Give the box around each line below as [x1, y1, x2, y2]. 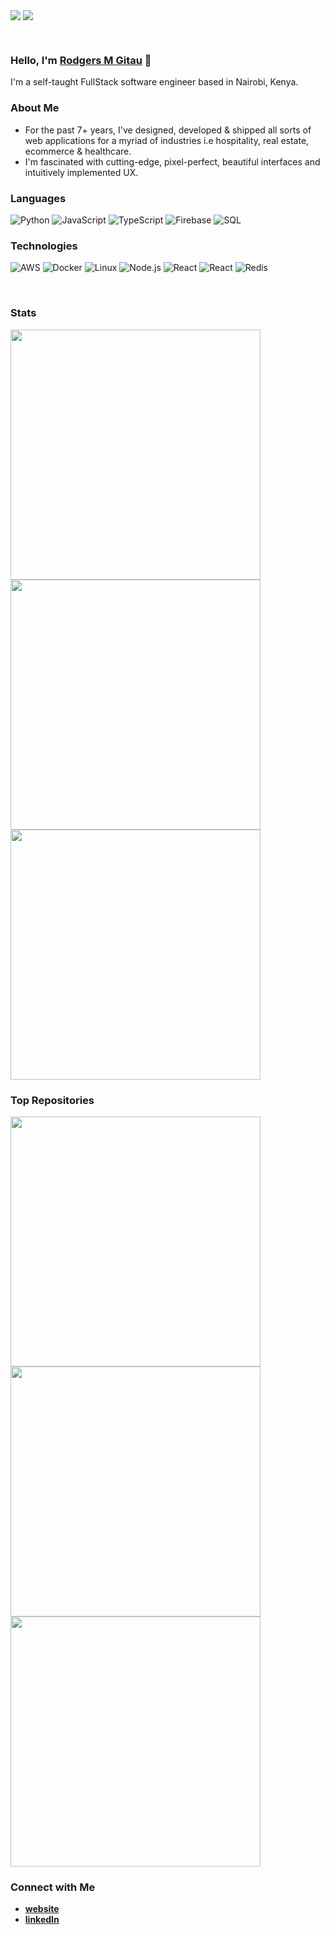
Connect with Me [10, 1880, 96, 1894]
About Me [10, 101, 60, 115]
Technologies [10, 239, 78, 253]
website [24, 1903, 60, 1915]
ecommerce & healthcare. [24, 145, 132, 157]
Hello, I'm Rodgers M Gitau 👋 [10, 54, 152, 68]
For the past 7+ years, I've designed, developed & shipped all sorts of [24, 124, 312, 136]
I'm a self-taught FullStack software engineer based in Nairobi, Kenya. [10, 76, 299, 88]
